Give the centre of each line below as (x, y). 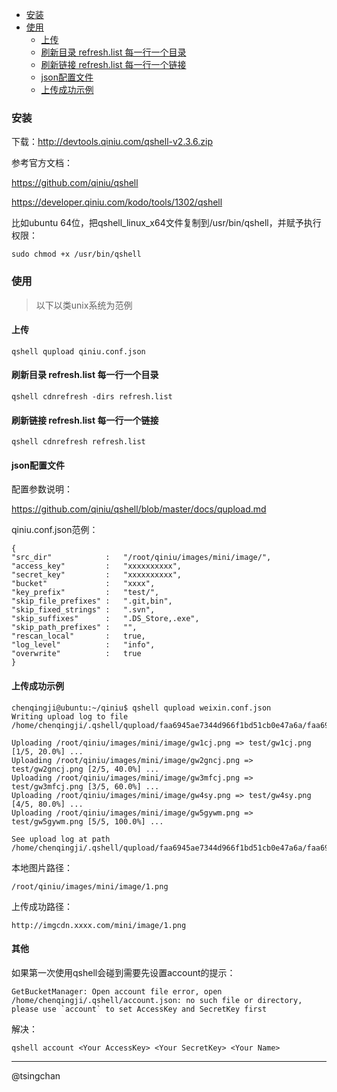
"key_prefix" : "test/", (85, 593)
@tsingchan (36, 1075)
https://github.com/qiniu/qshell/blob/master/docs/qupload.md (139, 509)
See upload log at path (61, 839)
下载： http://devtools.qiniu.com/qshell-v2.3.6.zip (112, 142)
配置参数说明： (42, 489)
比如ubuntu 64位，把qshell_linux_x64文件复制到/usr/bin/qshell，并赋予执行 (166, 223)
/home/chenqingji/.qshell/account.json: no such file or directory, (157, 1000)
